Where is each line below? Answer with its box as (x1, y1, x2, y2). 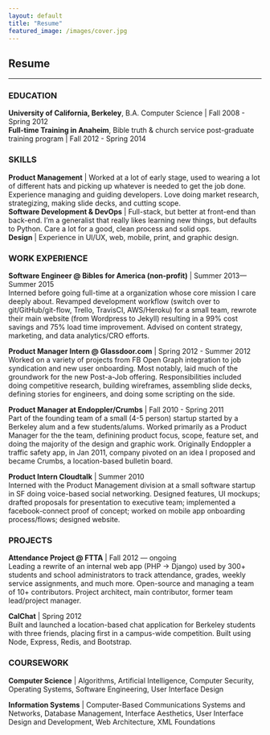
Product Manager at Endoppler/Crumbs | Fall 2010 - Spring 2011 (8, 405, 224, 415)
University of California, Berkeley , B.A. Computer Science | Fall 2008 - (8, 108, 245, 118)
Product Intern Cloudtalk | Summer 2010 (8, 472, 145, 482)
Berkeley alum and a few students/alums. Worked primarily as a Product (8, 422, 247, 432)
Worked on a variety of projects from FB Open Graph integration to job (8, 355, 242, 365)
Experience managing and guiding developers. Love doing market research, (8, 189, 260, 199)
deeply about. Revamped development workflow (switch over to (8, 297, 220, 306)
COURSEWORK (8, 658, 69, 669)
